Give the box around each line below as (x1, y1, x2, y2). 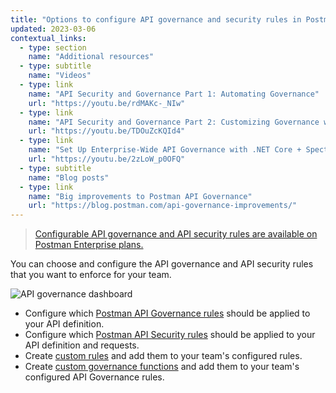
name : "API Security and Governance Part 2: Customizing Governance (28, 117, 320, 127)
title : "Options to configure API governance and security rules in (10, 14, 302, 25)
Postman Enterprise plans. (34, 239, 144, 251)
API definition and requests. (24, 339, 140, 351)
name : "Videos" (28, 71, 92, 81)
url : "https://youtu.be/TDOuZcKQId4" (28, 126, 186, 136)
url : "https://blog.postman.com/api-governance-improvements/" (28, 201, 298, 211)
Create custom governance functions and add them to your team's (24, 361, 300, 373)
